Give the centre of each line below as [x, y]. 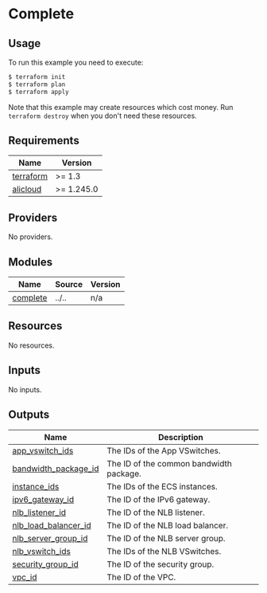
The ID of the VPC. [141, 577]
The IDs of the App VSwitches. [164, 450]
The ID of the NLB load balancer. [168, 525]
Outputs [29, 415]
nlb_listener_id [39, 512]
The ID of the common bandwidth [169, 463]
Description [181, 437]
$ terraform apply [39, 92]
